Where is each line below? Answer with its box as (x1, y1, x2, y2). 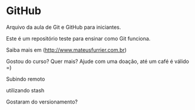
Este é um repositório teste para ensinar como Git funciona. (6, 35, 151, 42)
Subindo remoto (6, 75, 45, 82)
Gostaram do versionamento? (6, 98, 78, 105)
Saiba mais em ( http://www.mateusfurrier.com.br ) (6, 46, 127, 54)
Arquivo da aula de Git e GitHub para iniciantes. (6, 24, 121, 31)
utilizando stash (6, 86, 45, 94)
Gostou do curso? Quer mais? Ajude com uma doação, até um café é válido (6, 58, 190, 65)
